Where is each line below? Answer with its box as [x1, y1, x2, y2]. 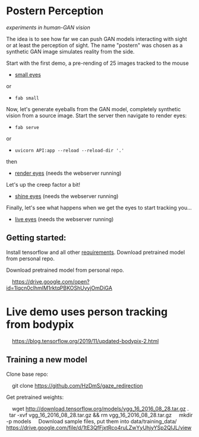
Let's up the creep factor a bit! [6, 181, 81, 188]
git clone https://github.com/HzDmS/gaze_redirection [11, 382, 143, 389]
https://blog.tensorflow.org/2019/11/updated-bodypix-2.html [11, 337, 159, 344]
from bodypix [6, 317, 74, 331]
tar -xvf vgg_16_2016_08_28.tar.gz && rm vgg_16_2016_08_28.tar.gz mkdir [8, 411, 193, 419]
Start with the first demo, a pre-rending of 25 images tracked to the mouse [6, 59, 189, 67]
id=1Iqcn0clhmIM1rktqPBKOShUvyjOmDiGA [6, 284, 113, 291]
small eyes [14, 71, 42, 78]
